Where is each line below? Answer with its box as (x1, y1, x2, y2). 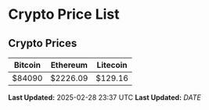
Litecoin (96, 60, 128, 70)
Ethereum (50, 60, 88, 70)
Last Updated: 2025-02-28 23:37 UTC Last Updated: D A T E (8, 93, 201, 102)
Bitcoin (13, 60, 41, 70)
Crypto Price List (8, 5, 120, 23)
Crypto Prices (8, 37, 77, 50)
